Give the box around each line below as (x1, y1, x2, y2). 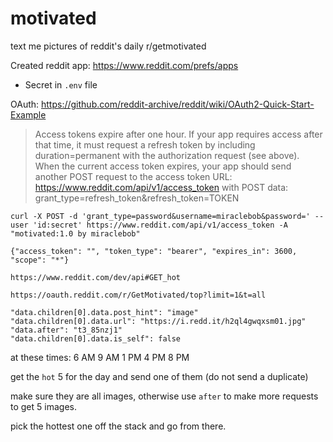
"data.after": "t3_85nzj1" (10, 325, 123, 335)
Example (10, 108, 47, 121)
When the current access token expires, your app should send (34, 160, 292, 172)
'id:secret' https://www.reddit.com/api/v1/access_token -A (32, 220, 288, 230)
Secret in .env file (24, 78, 98, 91)
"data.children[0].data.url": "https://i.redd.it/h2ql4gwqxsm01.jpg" (10, 316, 307, 326)
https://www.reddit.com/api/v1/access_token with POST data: (34, 181, 289, 193)
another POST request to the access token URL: (34, 170, 233, 182)
